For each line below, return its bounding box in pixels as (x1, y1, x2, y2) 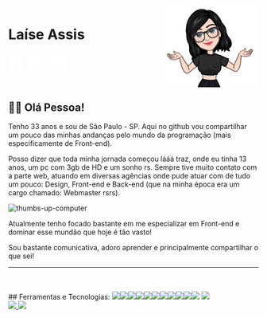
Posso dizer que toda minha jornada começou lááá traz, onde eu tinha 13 (8, 154, 247, 164)
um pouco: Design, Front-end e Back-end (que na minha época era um (8, 179, 240, 189)
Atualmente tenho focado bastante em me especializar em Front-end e (8, 219, 240, 229)
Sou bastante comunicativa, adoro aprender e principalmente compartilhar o (8, 243, 259, 253)
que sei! (8, 251, 34, 261)
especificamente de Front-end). (8, 139, 113, 148)
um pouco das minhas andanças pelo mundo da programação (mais (8, 130, 232, 140)
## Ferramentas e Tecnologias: (8, 292, 110, 302)
